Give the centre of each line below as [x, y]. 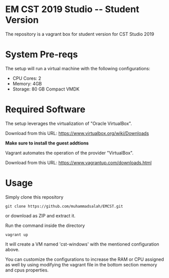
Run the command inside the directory [45, 225]
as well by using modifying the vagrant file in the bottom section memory [81, 264]
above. [12, 249]
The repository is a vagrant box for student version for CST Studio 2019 [80, 34]
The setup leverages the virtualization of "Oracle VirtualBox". [69, 123]
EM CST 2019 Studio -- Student [72, 9]
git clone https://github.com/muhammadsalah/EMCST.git [64, 206]
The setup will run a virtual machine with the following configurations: [78, 68]
